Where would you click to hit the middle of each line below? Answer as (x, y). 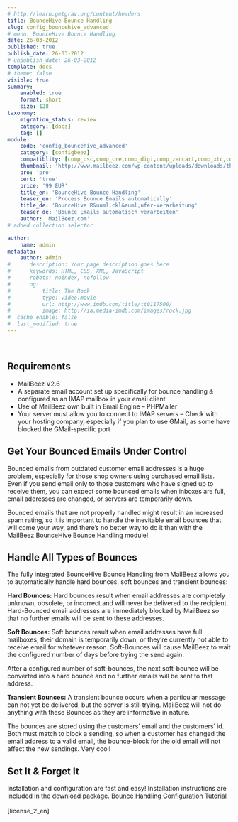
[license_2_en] (28, 811)
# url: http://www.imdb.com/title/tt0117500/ (90, 304)
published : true (31, 47)
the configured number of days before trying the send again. (96, 655)
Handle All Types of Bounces (72, 557)
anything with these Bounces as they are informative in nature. (98, 713)
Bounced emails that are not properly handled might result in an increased (115, 512)
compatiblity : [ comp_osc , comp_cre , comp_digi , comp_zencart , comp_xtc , (123, 159)
